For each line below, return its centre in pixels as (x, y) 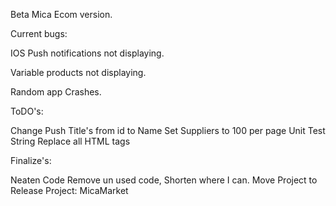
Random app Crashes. (56, 92)
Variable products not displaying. (78, 72)
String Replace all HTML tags (70, 141)
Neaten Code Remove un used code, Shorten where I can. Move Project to (164, 180)
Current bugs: (39, 33)
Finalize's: (31, 160)
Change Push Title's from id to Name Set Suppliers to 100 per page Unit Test (168, 130)
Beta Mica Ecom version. (61, 14)
